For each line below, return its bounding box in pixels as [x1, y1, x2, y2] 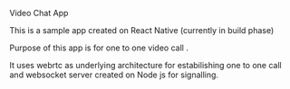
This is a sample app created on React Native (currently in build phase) [9, 25, 275, 35]
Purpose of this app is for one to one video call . [9, 42, 188, 53]
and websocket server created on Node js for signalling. [9, 69, 219, 80]
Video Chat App [9, 8, 69, 18]
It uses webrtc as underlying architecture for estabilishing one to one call [9, 60, 283, 70]
